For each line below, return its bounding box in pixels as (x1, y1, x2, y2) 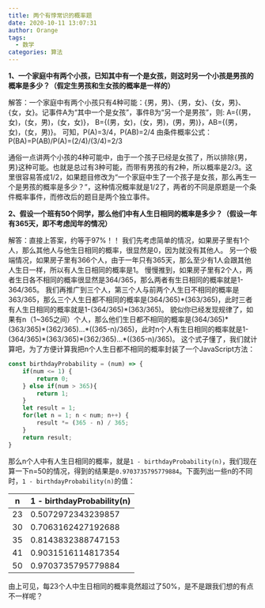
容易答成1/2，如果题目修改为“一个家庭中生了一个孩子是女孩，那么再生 (21, 172, 250, 182)
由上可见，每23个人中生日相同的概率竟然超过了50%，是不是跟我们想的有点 (8, 581, 255, 591)
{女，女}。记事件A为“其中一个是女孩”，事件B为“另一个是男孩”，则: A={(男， (8, 108, 256, 117)
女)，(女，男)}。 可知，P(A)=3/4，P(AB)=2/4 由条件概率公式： (8, 127, 212, 137)
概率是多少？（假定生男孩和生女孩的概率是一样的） (8, 81, 175, 90)
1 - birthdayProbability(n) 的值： (22, 476, 136, 485)
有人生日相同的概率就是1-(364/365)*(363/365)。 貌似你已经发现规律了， (8, 305, 247, 314)
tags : (8, 33, 26, 42)
